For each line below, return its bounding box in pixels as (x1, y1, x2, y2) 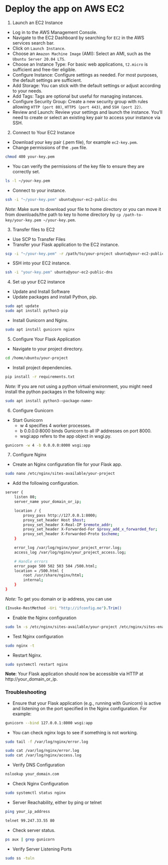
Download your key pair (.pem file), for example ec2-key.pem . (12, 139, 138, 145)
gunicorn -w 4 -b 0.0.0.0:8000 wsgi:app (5, 443, 91, 448)
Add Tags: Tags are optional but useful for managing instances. (12, 93, 143, 99)
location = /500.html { (14, 568, 64, 573)
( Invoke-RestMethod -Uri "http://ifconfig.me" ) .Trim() (5, 606, 122, 611)
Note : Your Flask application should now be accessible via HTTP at (5, 671, 143, 677)
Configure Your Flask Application (12, 336, 81, 342)
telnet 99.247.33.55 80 (5, 818, 55, 823)
